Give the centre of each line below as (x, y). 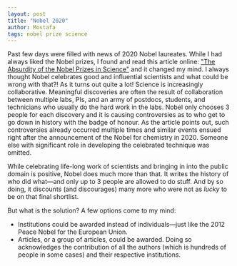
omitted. (20, 153)
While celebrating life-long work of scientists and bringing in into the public (118, 167)
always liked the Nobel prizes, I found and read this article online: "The (111, 62)
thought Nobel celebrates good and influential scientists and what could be (118, 77)
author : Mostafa (31, 27)
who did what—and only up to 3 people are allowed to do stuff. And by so (115, 182)
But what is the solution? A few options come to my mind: (92, 210)
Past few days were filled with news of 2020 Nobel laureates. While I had (115, 54)
